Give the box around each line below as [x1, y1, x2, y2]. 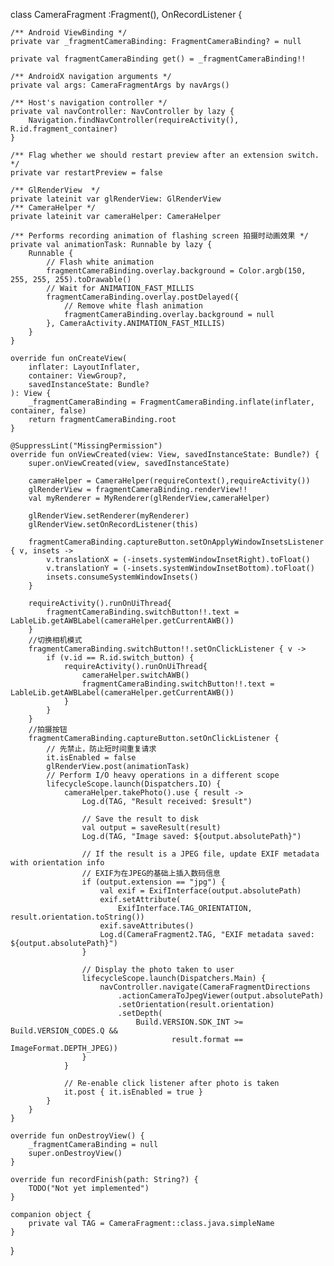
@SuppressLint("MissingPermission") [10, 441, 163, 451]
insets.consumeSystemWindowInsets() [46, 572, 199, 582]
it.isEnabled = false [46, 753, 137, 763]
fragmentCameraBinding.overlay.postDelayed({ [46, 292, 240, 302]
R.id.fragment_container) [10, 124, 118, 134]
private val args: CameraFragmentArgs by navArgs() [10, 80, 230, 90]
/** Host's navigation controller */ [10, 98, 168, 108]
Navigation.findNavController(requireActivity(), [28, 115, 240, 125]
